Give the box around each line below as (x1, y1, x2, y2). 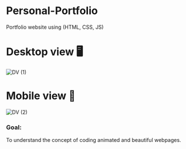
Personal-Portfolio (6, 4, 98, 18)
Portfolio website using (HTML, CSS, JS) (6, 23, 104, 31)
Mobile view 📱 (6, 89, 76, 103)
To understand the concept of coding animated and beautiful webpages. (6, 137, 181, 144)
